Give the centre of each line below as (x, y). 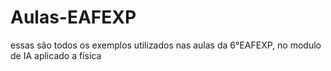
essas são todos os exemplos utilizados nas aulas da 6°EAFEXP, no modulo (166, 45)
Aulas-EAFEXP (73, 17)
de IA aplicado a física (56, 55)
